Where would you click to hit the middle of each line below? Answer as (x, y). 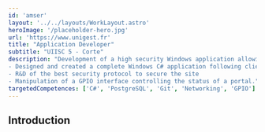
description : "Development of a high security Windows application (121, 60)
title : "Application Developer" (61, 45)
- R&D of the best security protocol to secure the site (104, 74)
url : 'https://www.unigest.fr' (60, 37)
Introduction (39, 120)
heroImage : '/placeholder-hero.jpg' (68, 30)
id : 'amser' (28, 15)
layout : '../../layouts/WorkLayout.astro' (79, 23)
